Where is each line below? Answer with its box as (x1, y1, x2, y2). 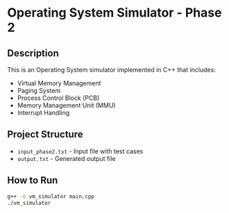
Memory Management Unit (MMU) (17, 101, 116, 109)
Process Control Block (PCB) (17, 94, 100, 102)
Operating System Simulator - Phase (7, 5, 222, 21)
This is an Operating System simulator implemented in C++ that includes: (7, 66, 217, 74)
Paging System (17, 87, 61, 94)
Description (7, 47, 59, 59)
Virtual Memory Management (17, 79, 101, 87)
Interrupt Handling (17, 109, 70, 117)
